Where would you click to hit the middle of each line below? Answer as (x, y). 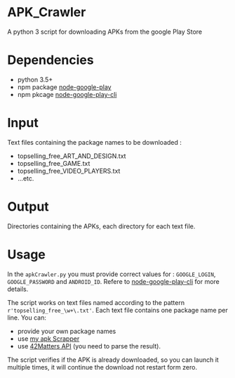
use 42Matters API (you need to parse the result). (89, 346)
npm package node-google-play (64, 87)
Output (28, 207)
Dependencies (51, 60)
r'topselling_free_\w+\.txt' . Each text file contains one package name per (117, 310)
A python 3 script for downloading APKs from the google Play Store (105, 32)
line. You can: (27, 318)
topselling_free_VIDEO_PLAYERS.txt (69, 171)
